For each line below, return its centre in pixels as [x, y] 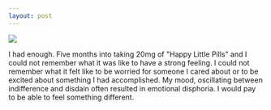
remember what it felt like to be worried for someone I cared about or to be [133, 71]
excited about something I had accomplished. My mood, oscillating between [136, 80]
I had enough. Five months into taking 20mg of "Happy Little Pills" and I [128, 54]
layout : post [30, 16]
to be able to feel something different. [71, 97]
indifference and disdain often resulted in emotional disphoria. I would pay [132, 88]
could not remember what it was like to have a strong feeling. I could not [129, 62]
